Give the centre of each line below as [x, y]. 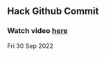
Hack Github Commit [53, 11]
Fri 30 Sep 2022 [30, 46]
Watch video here [37, 31]
